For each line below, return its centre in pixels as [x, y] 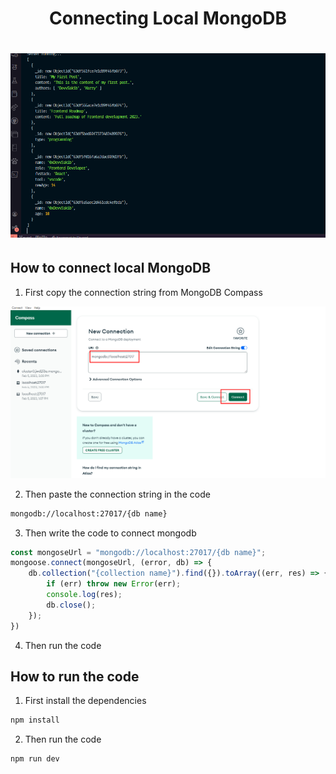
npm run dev [35, 759]
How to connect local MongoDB [111, 268]
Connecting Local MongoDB [168, 18]
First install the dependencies [85, 701]
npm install [35, 720]
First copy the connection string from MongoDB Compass [143, 292]
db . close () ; [71, 605]
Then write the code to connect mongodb [110, 533]
